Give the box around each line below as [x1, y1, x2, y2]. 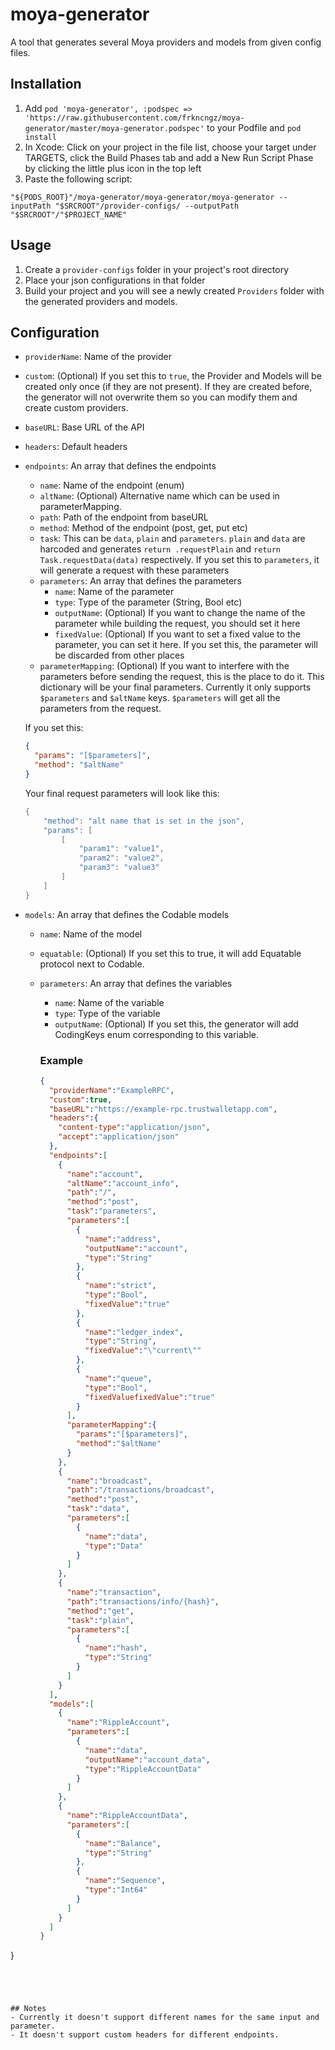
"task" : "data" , [66, 1504, 130, 1514]
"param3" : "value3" [78, 863, 160, 873]
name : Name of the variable [54, 996, 165, 1008]
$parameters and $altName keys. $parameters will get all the [39, 692, 281, 704]
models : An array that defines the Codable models [24, 908, 230, 920]
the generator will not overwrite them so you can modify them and [24, 391, 298, 403]
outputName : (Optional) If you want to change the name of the [54, 607, 306, 619]
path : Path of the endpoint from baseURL [39, 511, 209, 523]
